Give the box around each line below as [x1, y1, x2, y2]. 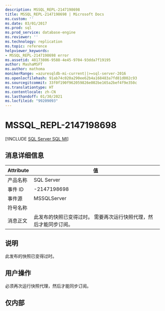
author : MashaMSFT [5, 62, 43, 67]
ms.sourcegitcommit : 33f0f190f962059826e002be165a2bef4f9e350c [5, 80, 137, 85]
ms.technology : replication [5, 39, 63, 44]
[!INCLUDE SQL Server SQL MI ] [5, 136, 69, 142]
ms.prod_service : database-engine [5, 30, 76, 35]
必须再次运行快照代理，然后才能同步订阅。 [5, 283, 91, 289]
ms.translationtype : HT [5, 85, 54, 90]
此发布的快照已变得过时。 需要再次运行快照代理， [33, 213, 148, 220]
